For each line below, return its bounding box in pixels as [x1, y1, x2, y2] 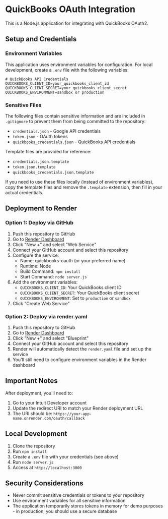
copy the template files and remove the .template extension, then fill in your [5, 184, 162, 190]
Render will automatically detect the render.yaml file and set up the [12, 345, 152, 352]
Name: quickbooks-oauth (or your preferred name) [20, 257, 126, 263]
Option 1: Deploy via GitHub [5, 219, 74, 226]
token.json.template [12, 164, 56, 169]
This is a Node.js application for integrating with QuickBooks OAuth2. [5, 20, 148, 26]
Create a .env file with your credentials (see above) [12, 453, 119, 459]
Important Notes [5, 377, 58, 385]
